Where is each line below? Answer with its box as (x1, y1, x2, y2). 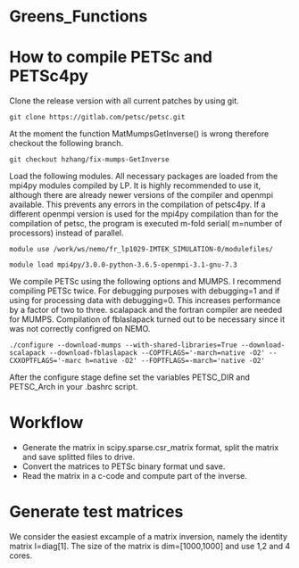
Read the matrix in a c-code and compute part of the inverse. (21, 471, 248, 482)
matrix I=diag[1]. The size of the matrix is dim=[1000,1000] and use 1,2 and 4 (9, 541, 291, 551)
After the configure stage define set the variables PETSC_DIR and (9, 372, 250, 383)
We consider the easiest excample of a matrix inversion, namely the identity (9, 531, 288, 541)
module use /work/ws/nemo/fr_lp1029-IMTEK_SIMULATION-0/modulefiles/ (9, 245, 274, 254)
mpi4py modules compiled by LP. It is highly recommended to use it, (9, 180, 262, 191)
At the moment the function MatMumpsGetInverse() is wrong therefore (9, 128, 270, 139)
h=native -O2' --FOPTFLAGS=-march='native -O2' (85, 357, 266, 366)
